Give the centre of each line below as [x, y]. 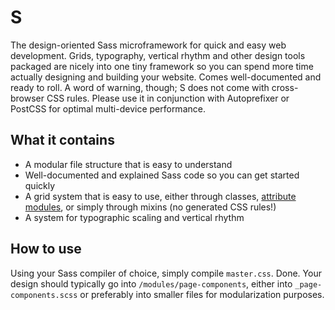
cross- [285, 87]
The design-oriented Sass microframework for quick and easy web [148, 45]
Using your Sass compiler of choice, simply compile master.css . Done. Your [166, 273]
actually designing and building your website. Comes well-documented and [166, 77]
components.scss [44, 295]
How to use [46, 249]
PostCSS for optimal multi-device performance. [108, 108]
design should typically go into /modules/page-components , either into [151, 283]
